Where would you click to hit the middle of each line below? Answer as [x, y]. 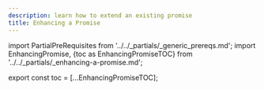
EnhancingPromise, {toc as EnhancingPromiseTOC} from [100, 54]
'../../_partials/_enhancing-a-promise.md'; [76, 62]
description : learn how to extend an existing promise [100, 15]
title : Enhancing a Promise [55, 23]
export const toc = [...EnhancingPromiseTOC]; [83, 77]
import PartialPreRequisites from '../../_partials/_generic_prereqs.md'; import [132, 45]
